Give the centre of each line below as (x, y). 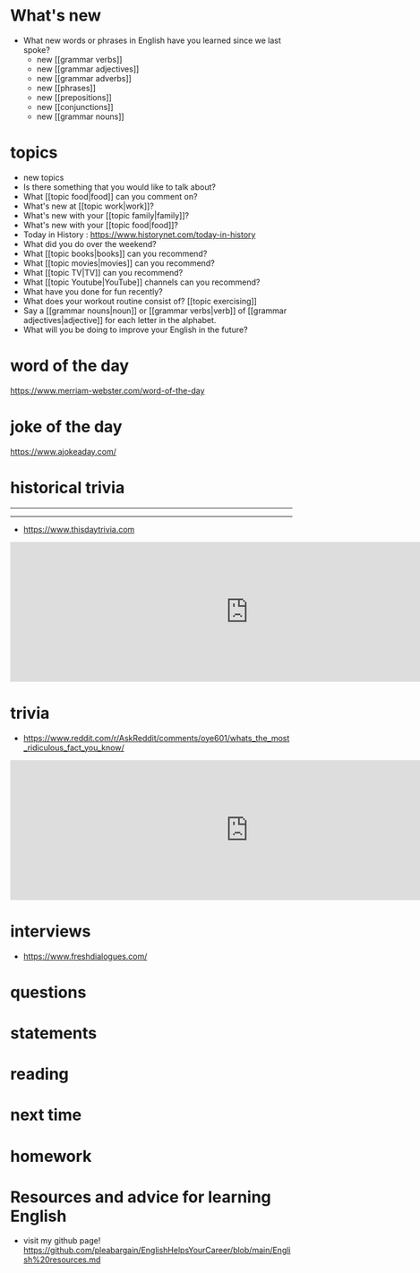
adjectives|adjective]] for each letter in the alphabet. (120, 320)
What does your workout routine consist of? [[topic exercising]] (140, 301)
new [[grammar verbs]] (79, 59)
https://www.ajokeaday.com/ (64, 451)
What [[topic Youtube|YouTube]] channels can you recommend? (141, 282)
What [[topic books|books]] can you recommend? (115, 253)
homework (51, 1156)
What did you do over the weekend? (90, 243)
